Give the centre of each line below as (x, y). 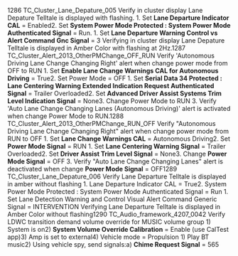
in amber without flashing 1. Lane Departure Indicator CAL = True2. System (117, 184)
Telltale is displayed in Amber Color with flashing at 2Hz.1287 (97, 48)
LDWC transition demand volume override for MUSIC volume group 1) (109, 222)
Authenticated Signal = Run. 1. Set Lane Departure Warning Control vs (113, 33)
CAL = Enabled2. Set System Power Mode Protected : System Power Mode (119, 25)
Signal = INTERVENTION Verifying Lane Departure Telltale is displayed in (114, 207)
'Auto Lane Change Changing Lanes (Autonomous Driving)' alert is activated (119, 108)
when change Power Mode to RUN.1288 (66, 116)
